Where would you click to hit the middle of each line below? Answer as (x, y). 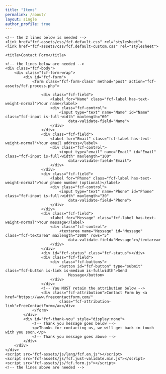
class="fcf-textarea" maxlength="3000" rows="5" (57, 236)
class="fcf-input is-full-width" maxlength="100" (58, 156)
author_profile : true (28, 24)
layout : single (21, 19)
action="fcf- (143, 82)
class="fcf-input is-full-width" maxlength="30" (57, 196)
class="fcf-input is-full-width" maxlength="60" (57, 117)
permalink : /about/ (26, 15)
